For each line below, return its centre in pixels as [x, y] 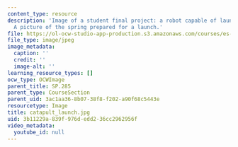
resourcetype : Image [38, 106]
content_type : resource [42, 14]
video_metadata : [31, 125]
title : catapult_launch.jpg [49, 112]
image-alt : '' [34, 66]
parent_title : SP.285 [39, 86]
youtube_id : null [39, 132]
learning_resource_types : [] [50, 73]
